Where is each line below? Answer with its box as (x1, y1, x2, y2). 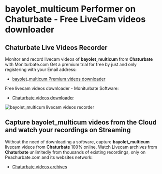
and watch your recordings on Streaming (5, 126, 131, 134)
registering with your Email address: (5, 67, 77, 72)
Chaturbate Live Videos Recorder (5, 43, 108, 52)
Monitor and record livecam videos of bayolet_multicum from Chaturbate (5, 56, 153, 62)
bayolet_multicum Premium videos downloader (12, 76, 105, 82)
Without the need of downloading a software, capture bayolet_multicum (5, 139, 150, 144)
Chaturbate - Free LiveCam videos (5, 14, 146, 25)
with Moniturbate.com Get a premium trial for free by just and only (5, 62, 137, 67)
